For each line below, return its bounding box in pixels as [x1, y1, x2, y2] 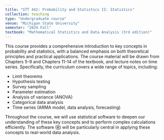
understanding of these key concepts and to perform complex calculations [5, 119, 156, 125]
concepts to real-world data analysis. [5, 130, 80, 135]
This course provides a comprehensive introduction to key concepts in [5, 43, 147, 49]
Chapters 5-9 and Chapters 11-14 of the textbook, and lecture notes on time [5, 59, 158, 64]
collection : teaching [5, 12, 49, 17]
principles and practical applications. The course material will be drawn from [5, 54, 160, 59]
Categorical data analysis [12, 100, 64, 105]
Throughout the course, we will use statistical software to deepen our [5, 114, 145, 120]
